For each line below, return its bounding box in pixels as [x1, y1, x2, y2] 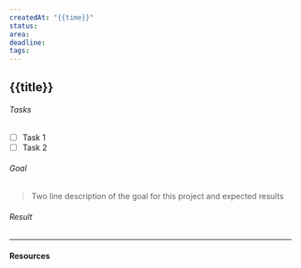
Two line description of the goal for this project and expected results [30, 191, 284, 202]
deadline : [9, 38, 47, 47]
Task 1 [21, 131, 47, 143]
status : [9, 21, 39, 30]
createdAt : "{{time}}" [9, 13, 94, 22]
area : [9, 29, 30, 38]
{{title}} [9, 80, 54, 95]
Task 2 [21, 142, 47, 153]
